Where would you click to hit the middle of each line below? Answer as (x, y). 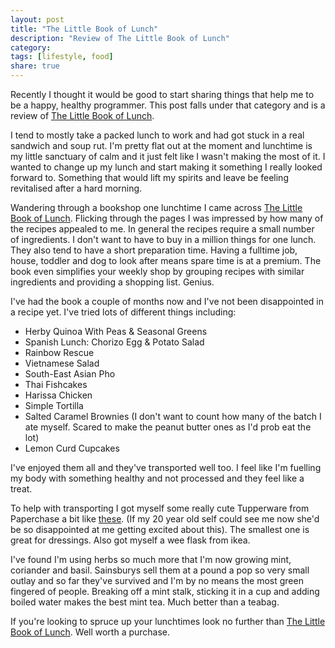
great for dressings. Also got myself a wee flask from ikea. (130, 540)
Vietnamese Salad (62, 363)
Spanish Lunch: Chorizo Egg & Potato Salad (114, 342)
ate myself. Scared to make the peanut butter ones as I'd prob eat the (168, 427)
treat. (21, 489)
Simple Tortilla (54, 405)
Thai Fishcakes (56, 384)
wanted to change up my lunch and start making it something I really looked (166, 167)
